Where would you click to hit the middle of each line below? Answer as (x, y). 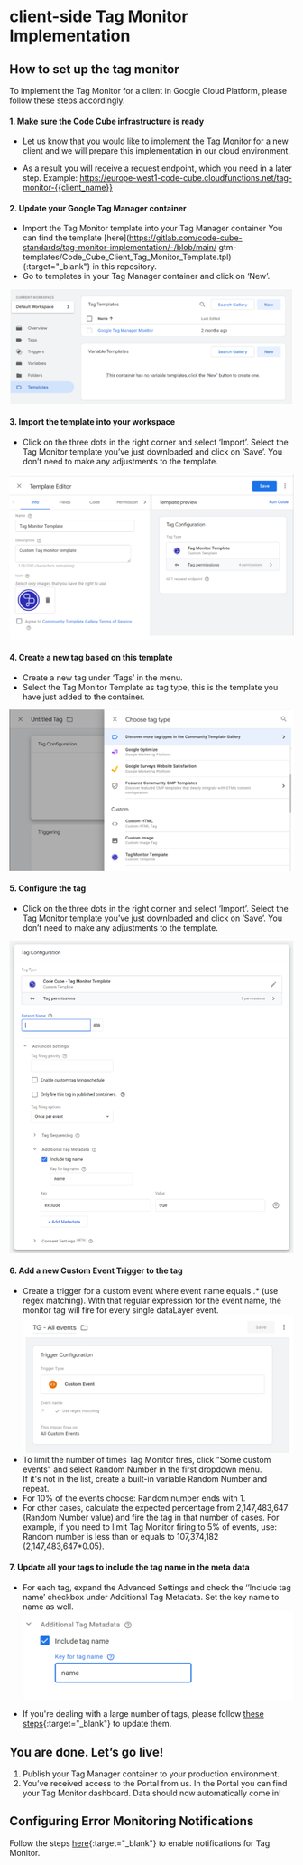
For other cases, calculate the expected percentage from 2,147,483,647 (155, 1508)
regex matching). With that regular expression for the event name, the (152, 1300)
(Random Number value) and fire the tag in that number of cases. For (151, 1518)
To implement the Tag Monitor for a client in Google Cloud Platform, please (148, 91)
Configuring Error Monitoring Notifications (132, 1821)
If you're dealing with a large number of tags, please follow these (143, 1714)
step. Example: (50, 178)
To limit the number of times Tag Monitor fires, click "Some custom (147, 1460)
